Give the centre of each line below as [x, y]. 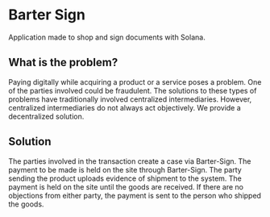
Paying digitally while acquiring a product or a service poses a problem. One [135, 81]
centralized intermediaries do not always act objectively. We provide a [125, 107]
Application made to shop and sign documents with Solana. [107, 37]
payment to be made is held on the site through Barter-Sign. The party [125, 169]
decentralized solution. [46, 116]
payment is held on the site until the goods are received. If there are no [126, 186]
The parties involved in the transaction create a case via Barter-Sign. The [130, 161]
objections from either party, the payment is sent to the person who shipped [135, 195]
